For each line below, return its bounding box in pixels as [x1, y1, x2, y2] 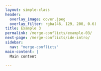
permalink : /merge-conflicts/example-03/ [5, 30, 93, 35]
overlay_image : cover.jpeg [9, 16, 66, 21]
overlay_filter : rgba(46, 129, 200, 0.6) [9, 21, 97, 26]
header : [5, 12, 21, 17]
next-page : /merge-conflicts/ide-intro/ [5, 35, 91, 40]
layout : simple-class [5, 7, 50, 12]
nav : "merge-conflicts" [9, 44, 59, 49]
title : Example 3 [5, 26, 41, 31]
